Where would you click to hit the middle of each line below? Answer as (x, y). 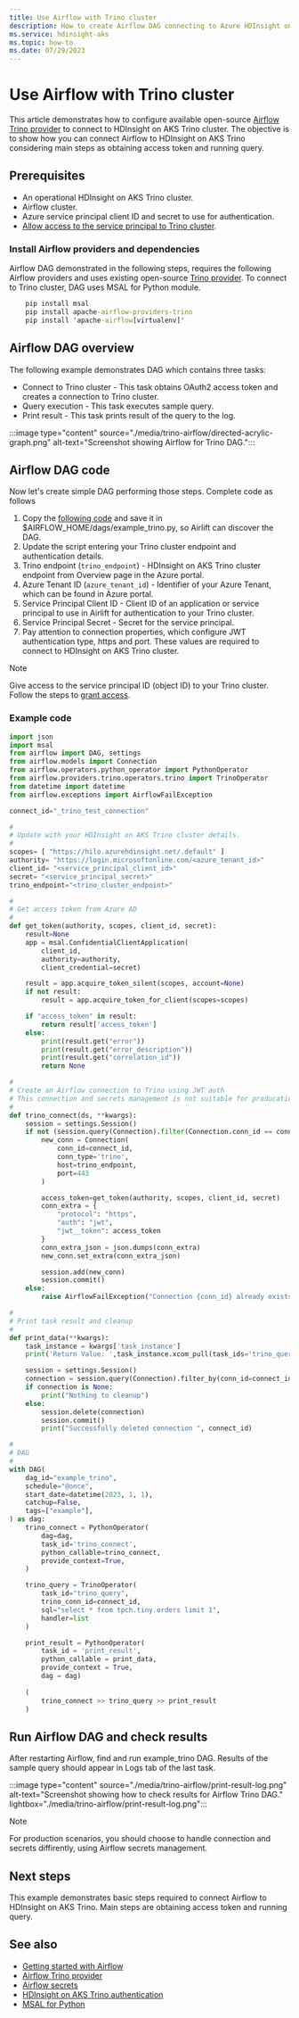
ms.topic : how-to (41, 42)
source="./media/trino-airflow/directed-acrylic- (186, 433)
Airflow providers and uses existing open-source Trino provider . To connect (148, 278)
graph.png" (30, 442)
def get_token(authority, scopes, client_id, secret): (113, 926)
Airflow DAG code (60, 470)
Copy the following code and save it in (92, 518)
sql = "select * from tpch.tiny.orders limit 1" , (131, 1610)
